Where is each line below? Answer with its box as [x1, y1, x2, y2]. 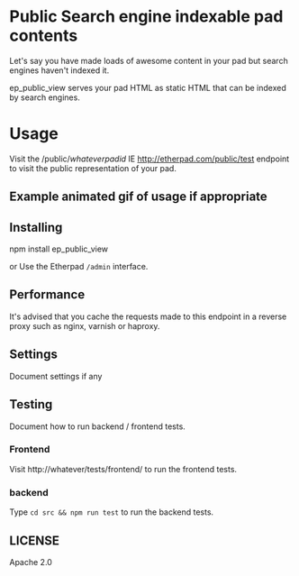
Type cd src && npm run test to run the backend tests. [9, 507, 214, 517]
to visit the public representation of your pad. [9, 162, 177, 173]
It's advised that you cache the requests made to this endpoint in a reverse [9, 311, 287, 322]
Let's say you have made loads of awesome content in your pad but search [9, 55, 288, 66]
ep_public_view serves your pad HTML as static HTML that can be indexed [9, 82, 286, 93]
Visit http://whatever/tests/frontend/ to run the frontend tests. [9, 463, 237, 474]
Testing [9, 397, 53, 412]
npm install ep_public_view [9, 243, 109, 254]
